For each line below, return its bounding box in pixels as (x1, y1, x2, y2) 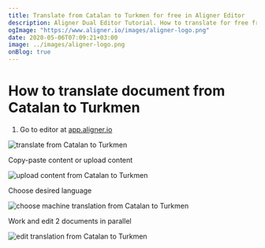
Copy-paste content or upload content (8, 155, 133, 165)
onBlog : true (8, 48, 51, 56)
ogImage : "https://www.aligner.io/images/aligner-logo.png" (8, 26, 211, 34)
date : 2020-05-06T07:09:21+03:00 (8, 33, 118, 42)
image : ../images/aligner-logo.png (8, 41, 125, 49)
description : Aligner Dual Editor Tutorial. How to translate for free (8, 19, 248, 27)
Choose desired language (8, 186, 92, 195)
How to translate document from (8, 82, 226, 100)
